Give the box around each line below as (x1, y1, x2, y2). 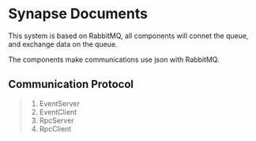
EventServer (39, 98, 81, 108)
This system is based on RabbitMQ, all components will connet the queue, (8, 31, 249, 40)
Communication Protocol (8, 78, 134, 91)
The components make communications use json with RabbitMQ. (8, 55, 220, 64)
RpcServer (39, 116, 74, 125)
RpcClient (39, 124, 72, 133)
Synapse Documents (8, 5, 149, 23)
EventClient (39, 107, 77, 116)
